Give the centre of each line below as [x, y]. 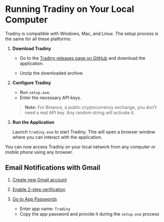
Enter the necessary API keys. [50, 98]
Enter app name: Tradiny [45, 209]
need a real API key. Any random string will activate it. [80, 112]
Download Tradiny [32, 48]
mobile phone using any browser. [39, 152]
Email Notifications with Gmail [53, 168]
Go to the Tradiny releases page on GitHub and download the [82, 58]
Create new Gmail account [40, 180]
